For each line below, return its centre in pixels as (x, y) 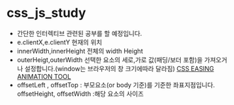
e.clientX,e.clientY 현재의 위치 (59, 42)
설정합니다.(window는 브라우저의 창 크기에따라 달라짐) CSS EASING (119, 68)
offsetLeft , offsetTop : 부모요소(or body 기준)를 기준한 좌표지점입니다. (116, 85)
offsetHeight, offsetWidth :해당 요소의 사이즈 (80, 94)
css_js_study (46, 13)
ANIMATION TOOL (44, 76)
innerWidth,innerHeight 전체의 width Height (80, 51)
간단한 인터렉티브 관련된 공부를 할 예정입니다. (79, 33)
